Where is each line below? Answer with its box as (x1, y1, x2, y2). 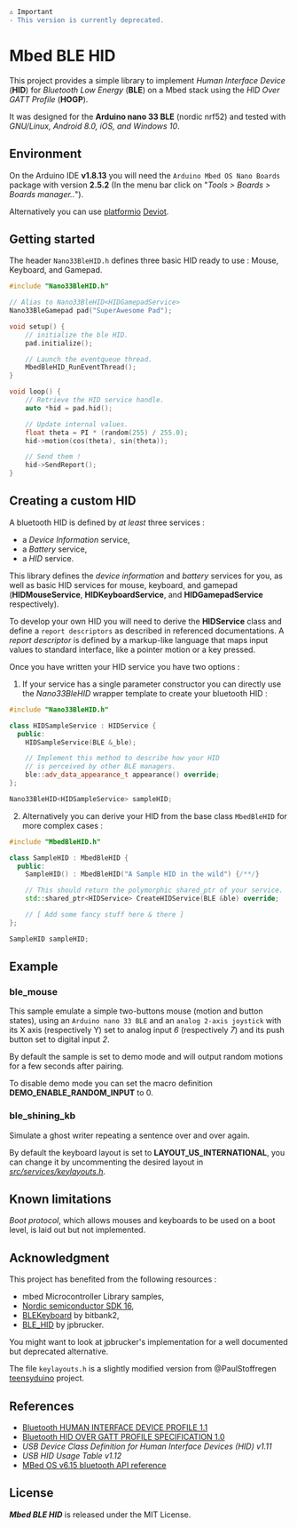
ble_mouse (9, 985, 58, 998)
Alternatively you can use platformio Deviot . (9, 206, 169, 217)
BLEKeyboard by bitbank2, (21, 1310, 120, 1321)
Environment (9, 147, 82, 162)
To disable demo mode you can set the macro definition (9, 1078, 213, 1089)
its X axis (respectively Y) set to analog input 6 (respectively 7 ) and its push (9, 1025, 285, 1036)
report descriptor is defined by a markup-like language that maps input (9, 634, 269, 645)
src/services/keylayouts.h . (9, 1165, 106, 1176)
